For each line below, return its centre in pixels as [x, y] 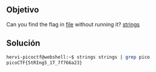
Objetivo [23, 10]
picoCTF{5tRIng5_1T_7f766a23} [44, 62]
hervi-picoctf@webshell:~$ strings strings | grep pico [78, 57]
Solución [23, 43]
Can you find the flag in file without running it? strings [73, 24]
